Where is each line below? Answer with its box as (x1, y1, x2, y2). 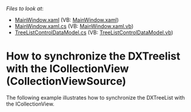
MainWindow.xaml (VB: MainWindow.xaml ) (14, 17, 119, 23)
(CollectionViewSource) (6, 75, 126, 88)
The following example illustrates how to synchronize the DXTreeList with (6, 94, 185, 101)
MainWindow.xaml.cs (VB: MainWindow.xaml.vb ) (14, 23, 134, 29)
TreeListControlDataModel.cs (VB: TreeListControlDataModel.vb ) (14, 29, 174, 36)
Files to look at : (6, 5, 44, 12)
